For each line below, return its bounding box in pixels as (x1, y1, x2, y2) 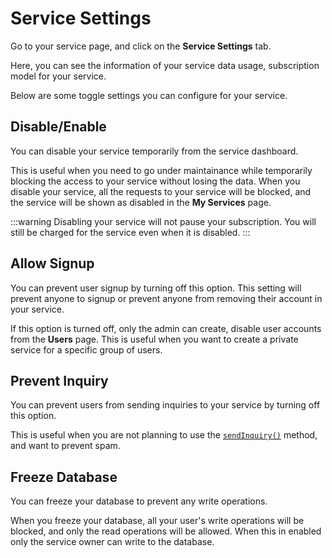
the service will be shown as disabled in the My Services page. (10, 196, 272, 208)
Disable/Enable (10, 118, 107, 136)
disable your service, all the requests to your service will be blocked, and (10, 185, 312, 197)
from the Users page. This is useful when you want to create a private (10, 333, 299, 345)
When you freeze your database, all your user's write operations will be (10, 515, 305, 527)
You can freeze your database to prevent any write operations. (10, 495, 268, 507)
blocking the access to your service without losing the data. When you (10, 175, 301, 187)
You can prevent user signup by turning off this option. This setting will (10, 282, 302, 294)
